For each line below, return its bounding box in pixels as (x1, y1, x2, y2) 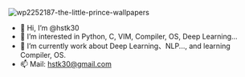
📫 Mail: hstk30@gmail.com (19, 59, 112, 68)
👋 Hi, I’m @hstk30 (19, 23, 80, 32)
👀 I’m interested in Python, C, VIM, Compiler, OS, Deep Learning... (19, 32, 239, 41)
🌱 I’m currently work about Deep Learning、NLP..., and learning (19, 41, 231, 51)
